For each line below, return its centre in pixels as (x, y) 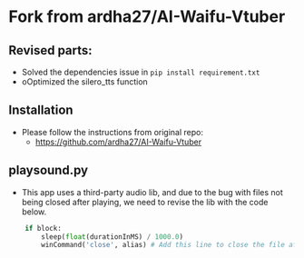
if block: (44, 228)
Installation (41, 110)
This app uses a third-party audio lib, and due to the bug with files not (152, 192)
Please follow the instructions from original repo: (113, 132)
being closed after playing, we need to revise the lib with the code (145, 202)
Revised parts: (50, 50)
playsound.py (48, 170)
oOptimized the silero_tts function (85, 82)
